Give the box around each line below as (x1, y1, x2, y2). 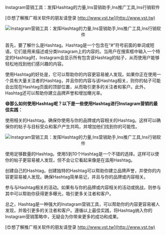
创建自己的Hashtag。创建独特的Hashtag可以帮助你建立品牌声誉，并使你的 (5, 168, 157, 173)
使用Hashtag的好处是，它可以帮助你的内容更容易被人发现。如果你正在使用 (5, 72, 157, 77)
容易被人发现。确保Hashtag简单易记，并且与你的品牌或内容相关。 (13, 174, 149, 180)
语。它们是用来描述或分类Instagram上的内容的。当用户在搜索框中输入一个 (5, 49, 156, 54)
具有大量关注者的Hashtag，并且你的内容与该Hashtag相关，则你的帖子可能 (9, 78, 161, 83)
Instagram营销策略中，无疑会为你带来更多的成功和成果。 (5, 214, 121, 220)
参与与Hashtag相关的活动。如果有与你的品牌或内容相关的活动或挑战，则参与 (5, 184, 162, 190)
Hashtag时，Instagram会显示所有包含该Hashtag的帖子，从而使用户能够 (13, 55, 160, 61)
